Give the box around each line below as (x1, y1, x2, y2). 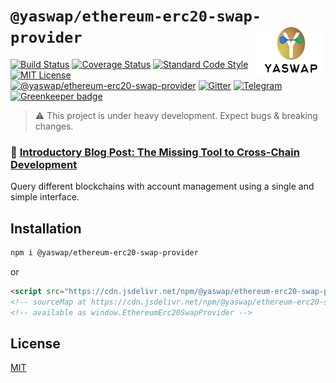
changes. (34, 120, 74, 132)
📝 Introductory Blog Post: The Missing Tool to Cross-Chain (10, 145, 300, 159)
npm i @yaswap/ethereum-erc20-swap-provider (10, 248, 199, 258)
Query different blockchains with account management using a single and (10, 180, 315, 193)
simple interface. (10, 191, 80, 203)
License (10, 335, 61, 352)
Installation (10, 220, 82, 237)
